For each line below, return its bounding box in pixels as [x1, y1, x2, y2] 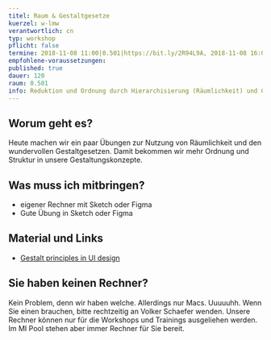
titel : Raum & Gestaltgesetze [8, 11, 110, 20]
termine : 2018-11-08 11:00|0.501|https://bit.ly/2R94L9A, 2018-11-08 [8, 49, 248, 57]
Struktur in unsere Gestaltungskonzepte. [8, 155, 143, 165]
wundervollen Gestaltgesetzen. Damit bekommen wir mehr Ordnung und [8, 147, 250, 156]
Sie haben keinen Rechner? [8, 276, 148, 290]
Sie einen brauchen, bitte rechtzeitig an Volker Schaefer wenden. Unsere [8, 306, 251, 316]
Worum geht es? [8, 116, 93, 130]
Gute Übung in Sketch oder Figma [19, 209, 133, 218]
